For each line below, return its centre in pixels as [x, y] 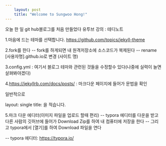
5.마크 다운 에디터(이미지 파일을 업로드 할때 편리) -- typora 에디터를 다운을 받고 [82, 115]
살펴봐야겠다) [18, 73]
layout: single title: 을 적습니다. [35, 104]
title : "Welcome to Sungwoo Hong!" [51, 14]
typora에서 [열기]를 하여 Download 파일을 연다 [56, 127]
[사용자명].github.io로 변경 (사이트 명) [42, 56]
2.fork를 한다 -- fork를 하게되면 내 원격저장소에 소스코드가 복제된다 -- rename [81, 50]
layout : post [28, 10]
